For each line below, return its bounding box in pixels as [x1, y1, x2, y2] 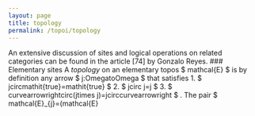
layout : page [8, 11, 51, 20]
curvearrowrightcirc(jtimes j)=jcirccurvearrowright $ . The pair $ [8, 91, 218, 100]
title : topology [8, 19, 62, 27]
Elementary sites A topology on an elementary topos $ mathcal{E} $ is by [8, 65, 248, 75]
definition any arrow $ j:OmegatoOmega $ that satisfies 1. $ [8, 73, 202, 83]
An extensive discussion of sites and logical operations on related [8, 48, 223, 58]
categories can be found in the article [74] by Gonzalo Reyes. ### [8, 56, 223, 66]
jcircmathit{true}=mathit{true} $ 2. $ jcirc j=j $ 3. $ [8, 82, 173, 91]
